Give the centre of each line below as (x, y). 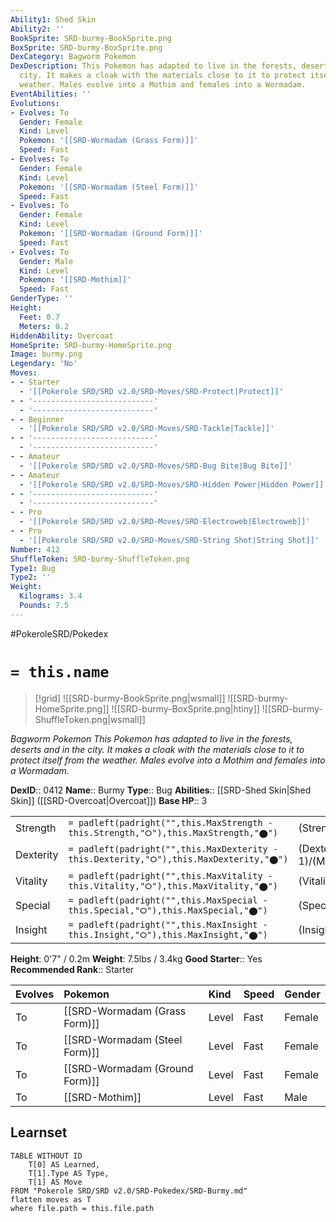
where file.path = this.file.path (82, 1208)
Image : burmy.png (46, 354)
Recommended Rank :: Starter (72, 969)
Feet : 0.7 (39, 317)
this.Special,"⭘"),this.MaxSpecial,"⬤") (168, 910)
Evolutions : (35, 103)
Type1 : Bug (33, 568)
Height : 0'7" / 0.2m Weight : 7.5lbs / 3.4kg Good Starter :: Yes (136, 958)
